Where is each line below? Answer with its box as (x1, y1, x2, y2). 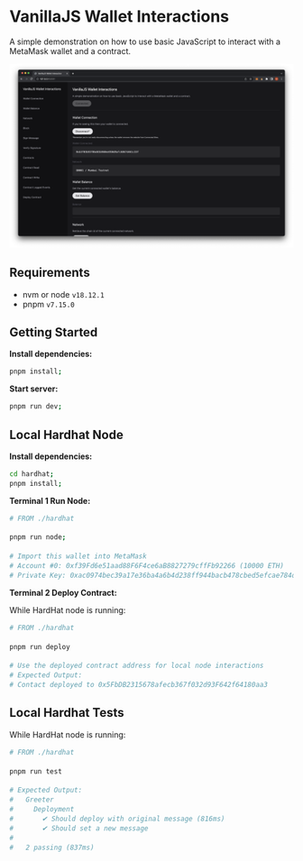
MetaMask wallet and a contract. (9, 45, 132, 56)
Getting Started (9, 325, 98, 340)
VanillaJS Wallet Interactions (9, 6, 230, 27)
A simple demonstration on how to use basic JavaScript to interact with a (9, 36, 281, 47)
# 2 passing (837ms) (9, 843, 95, 852)
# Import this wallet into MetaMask (9, 552, 147, 561)
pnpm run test (9, 766, 63, 776)
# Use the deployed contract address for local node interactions (9, 661, 264, 671)
